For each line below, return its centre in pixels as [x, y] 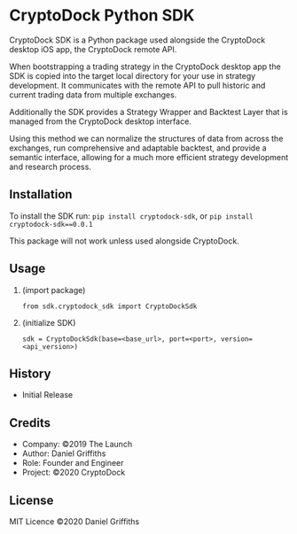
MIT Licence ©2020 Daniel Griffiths [74, 522]
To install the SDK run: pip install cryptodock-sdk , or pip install [132, 216]
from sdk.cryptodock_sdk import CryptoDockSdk [109, 306]
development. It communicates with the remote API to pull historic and [137, 85]
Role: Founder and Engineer [73, 463]
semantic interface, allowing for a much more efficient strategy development [149, 157]
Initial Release [47, 395]
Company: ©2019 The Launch [77, 445]
